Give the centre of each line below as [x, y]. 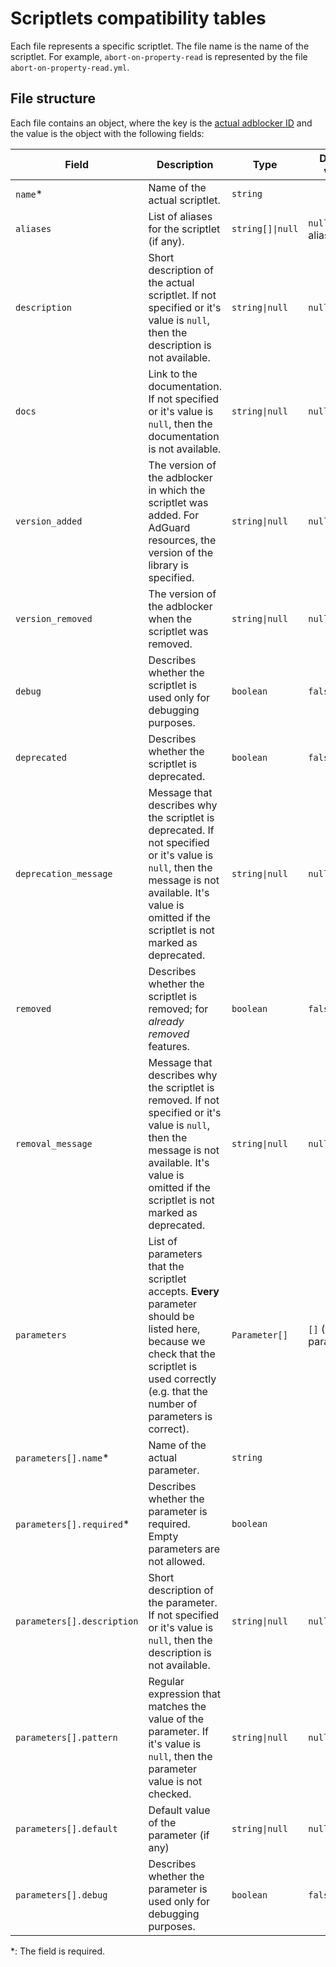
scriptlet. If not [182, 295]
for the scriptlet [184, 229]
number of [173, 1404]
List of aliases [180, 216]
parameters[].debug [61, 1895]
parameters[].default [66, 1828]
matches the [177, 1706]
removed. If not [184, 1100]
